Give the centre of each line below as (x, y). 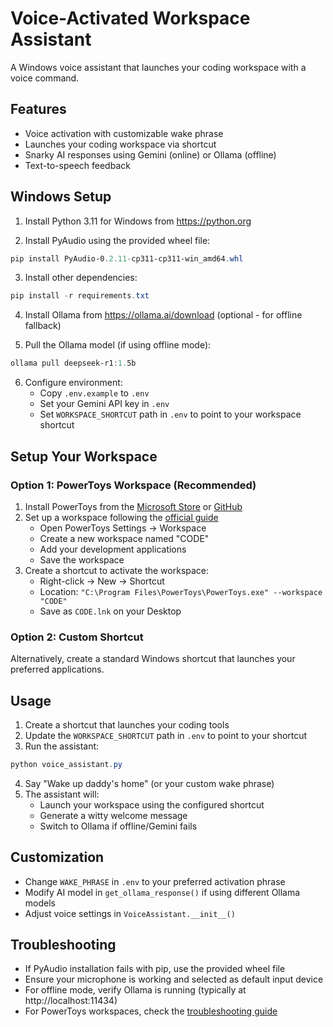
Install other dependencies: (81, 278)
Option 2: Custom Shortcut (77, 637)
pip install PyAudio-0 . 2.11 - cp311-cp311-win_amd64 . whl (127, 258)
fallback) (43, 326)
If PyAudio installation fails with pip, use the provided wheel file (155, 969)
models (40, 903)
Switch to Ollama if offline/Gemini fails (118, 826)
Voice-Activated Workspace (130, 18)
